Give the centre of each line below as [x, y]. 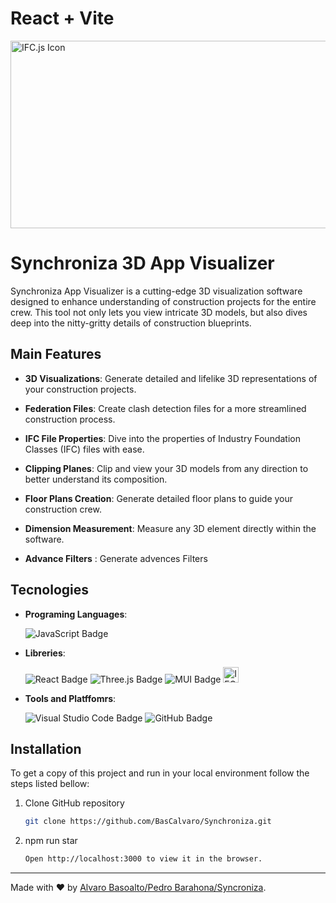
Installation [46, 748]
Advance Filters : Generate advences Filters [116, 558]
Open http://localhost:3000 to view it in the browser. [143, 859]
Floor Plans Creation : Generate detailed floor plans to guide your [159, 498]
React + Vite [62, 18]
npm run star [51, 841]
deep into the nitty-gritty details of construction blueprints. [131, 323]
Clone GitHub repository [74, 803]
